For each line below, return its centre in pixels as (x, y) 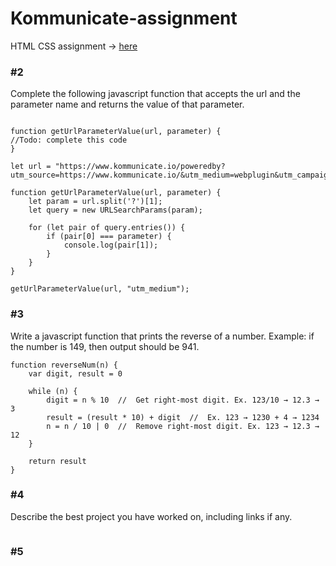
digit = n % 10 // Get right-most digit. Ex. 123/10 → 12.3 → (183, 400)
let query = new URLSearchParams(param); (115, 210)
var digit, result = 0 (75, 373)
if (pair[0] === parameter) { (109, 237)
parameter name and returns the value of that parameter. (127, 104)
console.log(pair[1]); (111, 245)
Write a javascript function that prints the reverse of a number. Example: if (162, 336)
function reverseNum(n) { (64, 365)
